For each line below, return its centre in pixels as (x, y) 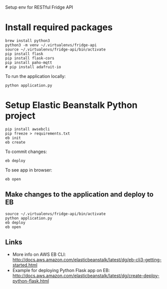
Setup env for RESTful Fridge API (39, 7)
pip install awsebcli (28, 129)
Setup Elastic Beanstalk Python (72, 105)
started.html (25, 265)
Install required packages (59, 27)
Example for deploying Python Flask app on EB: (61, 270)
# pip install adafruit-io (33, 67)
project (20, 116)
